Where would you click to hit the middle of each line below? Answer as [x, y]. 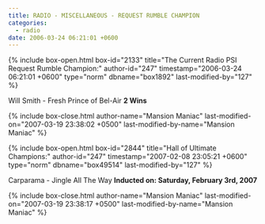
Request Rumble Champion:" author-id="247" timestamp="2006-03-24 [125, 69]
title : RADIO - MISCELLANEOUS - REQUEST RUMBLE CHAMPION [104, 15]
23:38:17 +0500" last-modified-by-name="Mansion [149, 204]
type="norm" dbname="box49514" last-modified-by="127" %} [110, 165]
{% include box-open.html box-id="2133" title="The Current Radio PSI [123, 60]
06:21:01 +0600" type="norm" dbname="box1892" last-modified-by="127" [130, 77]
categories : [28, 23]
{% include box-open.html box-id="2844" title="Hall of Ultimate [112, 148]
